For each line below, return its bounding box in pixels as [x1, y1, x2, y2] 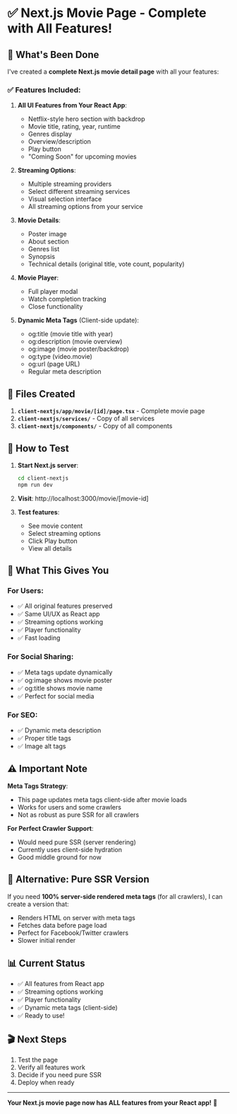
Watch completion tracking [28, 295, 107, 304]
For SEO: [7, 710, 38, 720]
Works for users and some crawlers [17, 803, 122, 811]
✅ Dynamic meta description [17, 725, 102, 734]
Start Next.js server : [17, 461, 79, 469]
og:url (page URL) [28, 360, 80, 369]
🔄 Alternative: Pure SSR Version [7, 873, 150, 885]
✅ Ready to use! [17, 1011, 65, 1020]
